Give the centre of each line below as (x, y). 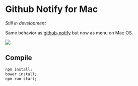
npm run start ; (21, 78)
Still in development (26, 23)
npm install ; (19, 69)
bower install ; (21, 74)
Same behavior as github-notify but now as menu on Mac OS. (69, 32)
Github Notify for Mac (52, 9)
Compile (19, 58)
